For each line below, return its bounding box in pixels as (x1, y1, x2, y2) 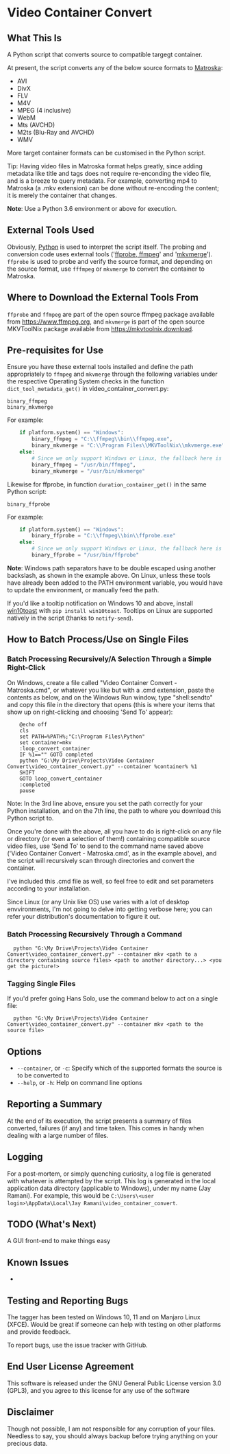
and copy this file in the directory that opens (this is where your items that (7, 700, 216, 708)
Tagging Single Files (7, 978, 76, 988)
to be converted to (16, 1071, 70, 1080)
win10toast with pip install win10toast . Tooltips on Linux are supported (7, 606, 214, 614)
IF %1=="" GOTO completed (19, 751, 94, 758)
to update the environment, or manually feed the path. (7, 585, 159, 594)
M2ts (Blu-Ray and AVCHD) (16, 128, 94, 136)
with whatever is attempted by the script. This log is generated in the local (7, 1176, 216, 1185)
